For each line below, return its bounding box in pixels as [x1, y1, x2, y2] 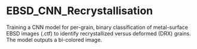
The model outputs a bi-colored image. [6, 36, 103, 43]
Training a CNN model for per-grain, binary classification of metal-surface [6, 24, 188, 31]
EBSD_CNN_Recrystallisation [6, 4, 153, 18]
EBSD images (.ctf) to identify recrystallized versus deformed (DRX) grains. [6, 30, 191, 37]
